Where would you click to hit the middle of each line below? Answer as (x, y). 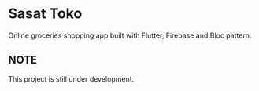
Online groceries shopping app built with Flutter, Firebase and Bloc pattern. (130, 35)
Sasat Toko (45, 14)
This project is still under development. (71, 78)
